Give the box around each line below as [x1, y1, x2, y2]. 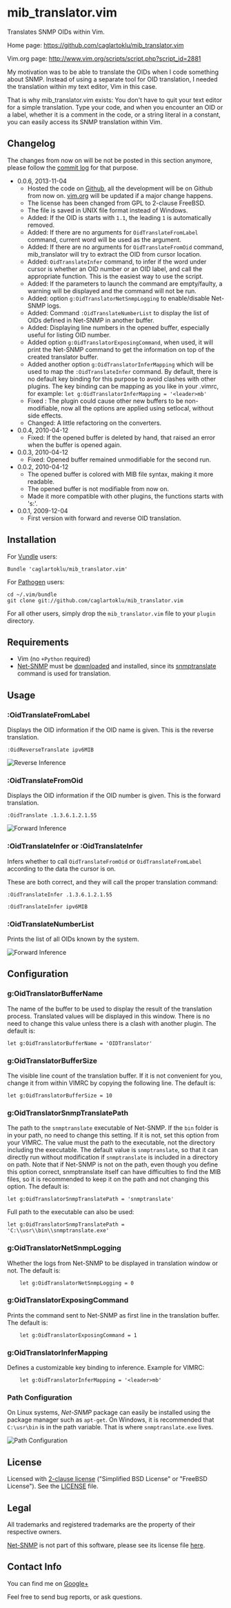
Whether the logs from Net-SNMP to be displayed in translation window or [7, 1259, 219, 1267]
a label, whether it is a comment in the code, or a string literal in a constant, [7, 110, 221, 119]
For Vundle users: [7, 552, 58, 560]
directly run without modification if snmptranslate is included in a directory [7, 1153, 219, 1162]
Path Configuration [7, 1393, 72, 1402]
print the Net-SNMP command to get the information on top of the [27, 345, 215, 353]
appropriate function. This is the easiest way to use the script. [27, 272, 203, 280]
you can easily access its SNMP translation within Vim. [7, 117, 163, 126]
